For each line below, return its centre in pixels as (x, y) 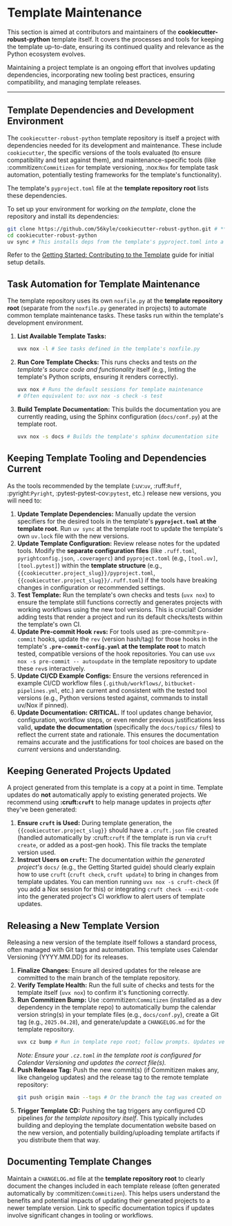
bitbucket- (180, 683)
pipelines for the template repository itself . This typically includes (110, 1118)
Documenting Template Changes (79, 1162)
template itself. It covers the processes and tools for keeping (138, 39)
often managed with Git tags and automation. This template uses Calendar (113, 950)
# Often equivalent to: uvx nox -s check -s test (90, 396)
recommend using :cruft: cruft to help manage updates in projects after (109, 802)
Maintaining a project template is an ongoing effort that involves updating (111, 67)
